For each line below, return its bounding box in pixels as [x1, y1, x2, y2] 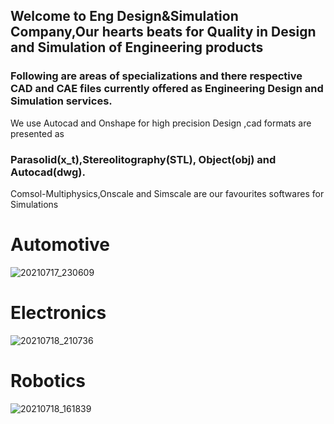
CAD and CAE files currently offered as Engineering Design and [10, 82, 324, 96]
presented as [10, 127, 65, 139]
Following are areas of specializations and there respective [10, 69, 303, 83]
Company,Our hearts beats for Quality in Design [10, 24, 317, 41]
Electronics [10, 302, 107, 324]
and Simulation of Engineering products [10, 39, 264, 56]
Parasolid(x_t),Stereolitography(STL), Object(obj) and [10, 152, 277, 166]
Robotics [10, 370, 87, 393]
